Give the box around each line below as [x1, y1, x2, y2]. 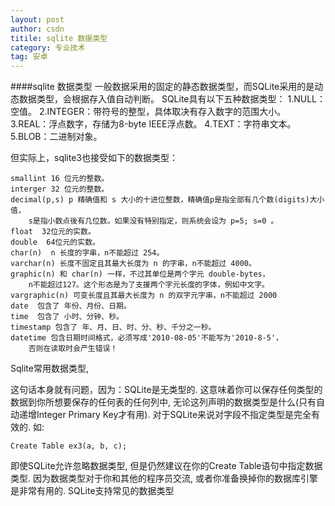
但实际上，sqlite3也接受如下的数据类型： [10, 152, 178, 164]
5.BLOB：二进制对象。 [10, 131, 103, 143]
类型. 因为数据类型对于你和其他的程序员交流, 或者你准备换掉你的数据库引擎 [10, 472, 318, 485]
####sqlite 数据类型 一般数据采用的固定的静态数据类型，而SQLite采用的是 [10, 81, 315, 93]
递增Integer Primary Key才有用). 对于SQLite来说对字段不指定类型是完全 [18, 409, 312, 421]
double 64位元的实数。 [10, 237, 100, 248]
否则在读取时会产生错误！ [28, 344, 118, 354]
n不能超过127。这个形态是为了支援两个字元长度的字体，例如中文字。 [28, 280, 270, 290]
